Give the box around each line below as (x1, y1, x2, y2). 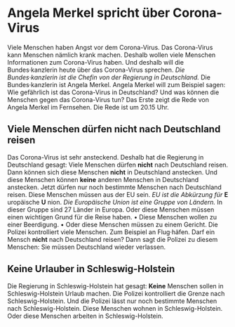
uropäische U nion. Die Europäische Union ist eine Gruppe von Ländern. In (7, 198, 223, 206)
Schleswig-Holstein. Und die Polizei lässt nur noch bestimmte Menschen (7, 297, 217, 305)
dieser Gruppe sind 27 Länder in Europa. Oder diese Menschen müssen (7, 205, 215, 214)
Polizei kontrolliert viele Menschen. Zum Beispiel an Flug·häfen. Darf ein (7, 227, 215, 236)
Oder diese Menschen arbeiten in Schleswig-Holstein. (7, 312, 163, 320)
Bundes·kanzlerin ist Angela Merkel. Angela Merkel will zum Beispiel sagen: (7, 80, 226, 89)
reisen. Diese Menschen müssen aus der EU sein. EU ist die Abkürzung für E (7, 190, 229, 198)
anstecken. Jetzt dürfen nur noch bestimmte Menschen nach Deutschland (7, 183, 222, 191)
